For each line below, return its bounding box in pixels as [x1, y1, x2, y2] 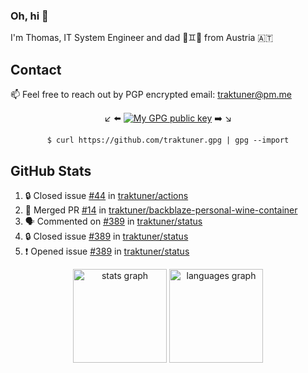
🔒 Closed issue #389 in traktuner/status [24, 230, 189, 242]
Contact [10, 61, 62, 78]
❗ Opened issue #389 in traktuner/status [24, 245, 190, 257]
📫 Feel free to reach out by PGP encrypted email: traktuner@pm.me [10, 89, 292, 101]
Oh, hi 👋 [10, 9, 49, 23]
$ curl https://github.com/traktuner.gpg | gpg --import [46, 135, 290, 146]
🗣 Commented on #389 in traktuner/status [24, 215, 203, 227]
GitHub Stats [10, 162, 92, 179]
